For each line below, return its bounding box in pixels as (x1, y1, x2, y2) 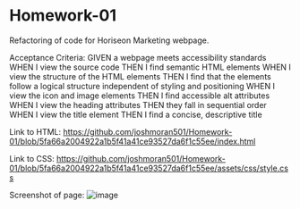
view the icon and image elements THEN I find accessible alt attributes (9, 90, 270, 101)
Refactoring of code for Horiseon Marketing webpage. (9, 35, 210, 46)
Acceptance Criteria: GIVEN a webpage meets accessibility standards (9, 52, 267, 63)
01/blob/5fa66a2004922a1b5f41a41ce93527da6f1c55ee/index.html (9, 136, 256, 146)
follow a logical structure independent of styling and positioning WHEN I (9, 80, 276, 91)
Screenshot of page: (9, 189, 85, 200)
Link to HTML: (9, 126, 62, 137)
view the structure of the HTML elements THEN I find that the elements (9, 71, 271, 81)
